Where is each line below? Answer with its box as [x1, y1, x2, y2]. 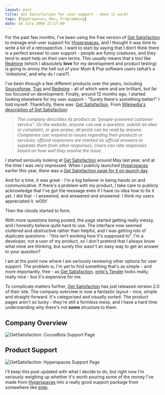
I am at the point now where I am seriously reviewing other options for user [5, 258, 158, 264]
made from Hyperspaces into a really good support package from [5, 379, 139, 385]
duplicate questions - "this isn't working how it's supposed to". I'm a [5, 233, 144, 239]
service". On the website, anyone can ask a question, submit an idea [17, 122, 157, 128]
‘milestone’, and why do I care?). [5, 71, 70, 77]
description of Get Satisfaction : [5, 107, 68, 113]
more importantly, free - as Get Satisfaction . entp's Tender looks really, [5, 269, 149, 275]
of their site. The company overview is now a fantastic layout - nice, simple [5, 289, 158, 295]
